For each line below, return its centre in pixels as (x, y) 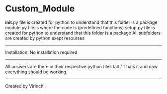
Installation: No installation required (42, 52)
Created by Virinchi (25, 86)
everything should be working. (37, 72)
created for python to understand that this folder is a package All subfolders (83, 33)
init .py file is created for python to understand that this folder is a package (81, 22)
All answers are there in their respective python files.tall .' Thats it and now (82, 66)
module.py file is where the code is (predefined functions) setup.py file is (80, 27)
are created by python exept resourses (45, 38)
